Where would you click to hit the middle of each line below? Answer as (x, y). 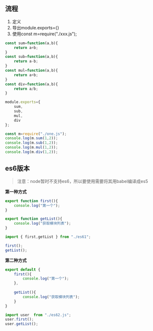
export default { (23, 269)
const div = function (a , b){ (31, 84)
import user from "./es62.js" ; (38, 315)
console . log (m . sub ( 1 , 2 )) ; (31, 143)
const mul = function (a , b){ (31, 71)
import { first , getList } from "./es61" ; (48, 237)
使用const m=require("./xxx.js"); (44, 34)
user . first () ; (20, 319)
